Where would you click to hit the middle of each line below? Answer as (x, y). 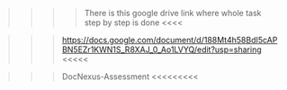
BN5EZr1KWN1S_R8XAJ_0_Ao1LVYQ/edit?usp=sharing (161, 49)
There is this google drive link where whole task (173, 13)
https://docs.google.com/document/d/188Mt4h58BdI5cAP (170, 40)
